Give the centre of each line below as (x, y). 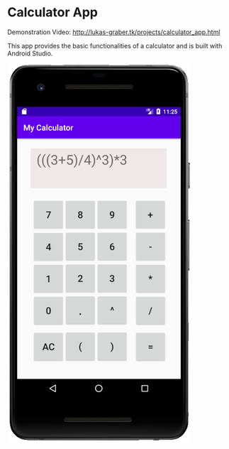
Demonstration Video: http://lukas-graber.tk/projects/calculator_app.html (114, 32)
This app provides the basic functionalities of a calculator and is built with (115, 45)
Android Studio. (30, 53)
